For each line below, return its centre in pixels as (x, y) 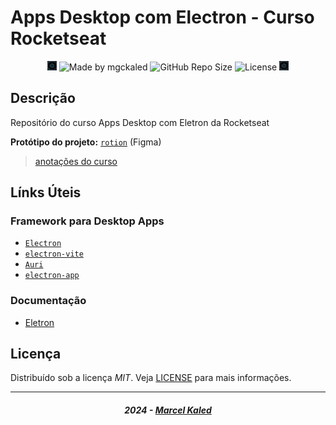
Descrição (43, 98)
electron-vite (54, 254)
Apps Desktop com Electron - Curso (162, 17)
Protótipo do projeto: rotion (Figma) (86, 142)
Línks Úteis (46, 192)
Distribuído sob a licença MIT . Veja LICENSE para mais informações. (151, 378)
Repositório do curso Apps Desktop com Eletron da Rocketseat (140, 122)
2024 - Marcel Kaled (168, 410)
